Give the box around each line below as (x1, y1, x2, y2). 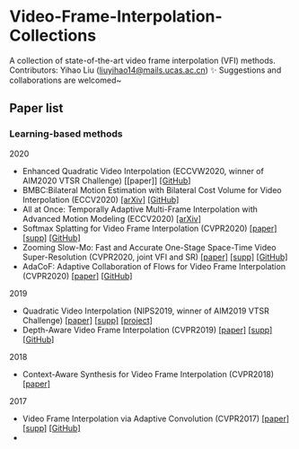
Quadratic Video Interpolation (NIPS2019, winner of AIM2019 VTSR (22, 305, 269, 316)
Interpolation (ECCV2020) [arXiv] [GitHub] (22, 194, 180, 205)
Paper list (9, 101, 64, 116)
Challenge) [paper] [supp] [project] (22, 314, 153, 325)
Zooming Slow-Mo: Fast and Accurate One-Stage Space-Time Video (22, 242, 277, 252)
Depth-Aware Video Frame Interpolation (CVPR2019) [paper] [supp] (22, 324, 273, 335)
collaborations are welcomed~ (9, 75, 122, 85)
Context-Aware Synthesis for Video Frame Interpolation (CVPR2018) (22, 368, 275, 379)
